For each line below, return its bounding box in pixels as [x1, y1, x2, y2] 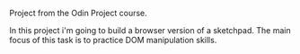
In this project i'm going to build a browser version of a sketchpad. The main [9, 25, 291, 35]
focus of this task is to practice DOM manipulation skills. [9, 35, 217, 45]
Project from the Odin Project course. [9, 8, 148, 18]
